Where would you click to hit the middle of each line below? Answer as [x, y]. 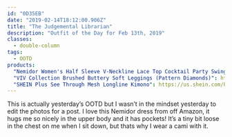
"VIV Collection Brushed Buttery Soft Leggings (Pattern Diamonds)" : [115, 78]
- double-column [37, 46]
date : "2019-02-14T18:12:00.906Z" [57, 20]
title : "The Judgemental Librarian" [60, 26]
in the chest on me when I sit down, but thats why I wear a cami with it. [108, 126]
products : [21, 65]
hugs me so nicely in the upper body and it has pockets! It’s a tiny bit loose [113, 119]
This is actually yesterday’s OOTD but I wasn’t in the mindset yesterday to [112, 104]
